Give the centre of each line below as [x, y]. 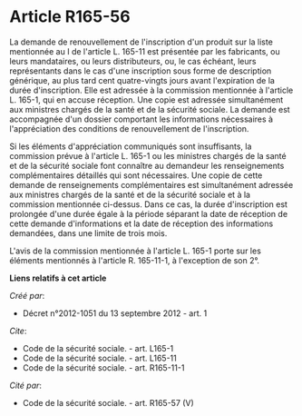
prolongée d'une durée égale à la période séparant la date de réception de [149, 213]
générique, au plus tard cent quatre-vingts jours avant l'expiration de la [142, 80]
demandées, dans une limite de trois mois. [88, 233]
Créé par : [27, 295]
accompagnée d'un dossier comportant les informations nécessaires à [141, 119]
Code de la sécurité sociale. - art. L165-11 [99, 358]
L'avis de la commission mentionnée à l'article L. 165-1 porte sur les [135, 251]
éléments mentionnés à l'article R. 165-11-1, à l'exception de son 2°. [135, 260]
